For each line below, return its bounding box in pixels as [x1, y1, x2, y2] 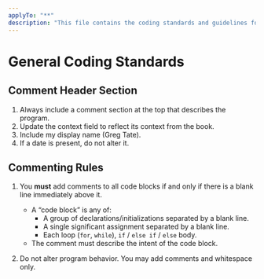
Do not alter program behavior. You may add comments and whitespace [19, 254, 253, 263]
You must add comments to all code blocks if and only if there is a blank [19, 182, 254, 191]
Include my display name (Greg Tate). [19, 130, 141, 139]
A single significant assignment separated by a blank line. [42, 222, 229, 232]
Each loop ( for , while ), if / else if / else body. [42, 230, 197, 240]
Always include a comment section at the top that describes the [19, 105, 226, 114]
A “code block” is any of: [31, 205, 112, 215]
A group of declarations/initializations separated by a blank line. [42, 214, 249, 223]
